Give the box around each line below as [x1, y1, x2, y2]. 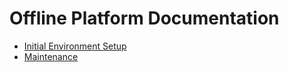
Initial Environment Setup [23, 40, 127, 52]
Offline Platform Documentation [9, 7, 280, 30]
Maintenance [23, 50, 79, 62]
